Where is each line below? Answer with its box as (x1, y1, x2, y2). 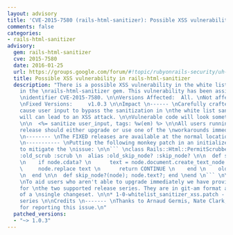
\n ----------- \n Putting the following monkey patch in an (19, 140, 194, 147)
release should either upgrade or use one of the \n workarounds (19, 127, 209, 133)
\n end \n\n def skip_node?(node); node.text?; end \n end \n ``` (19, 172, 216, 179)
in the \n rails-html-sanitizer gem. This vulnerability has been (19, 88, 213, 95)
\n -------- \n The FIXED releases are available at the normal (19, 133, 203, 140)
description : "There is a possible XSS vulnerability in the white (13, 81, 213, 88)
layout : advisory (7, 10, 58, 17)
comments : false (7, 23, 54, 30)
